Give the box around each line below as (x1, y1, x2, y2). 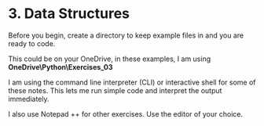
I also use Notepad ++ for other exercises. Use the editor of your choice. (8, 109, 244, 118)
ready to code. (8, 38, 56, 48)
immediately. (8, 94, 49, 103)
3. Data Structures (8, 5, 130, 23)
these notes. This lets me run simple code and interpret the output (8, 85, 222, 95)
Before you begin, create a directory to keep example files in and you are (8, 31, 244, 40)
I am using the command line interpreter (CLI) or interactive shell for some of (8, 77, 256, 87)
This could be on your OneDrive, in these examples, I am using (8, 54, 211, 63)
